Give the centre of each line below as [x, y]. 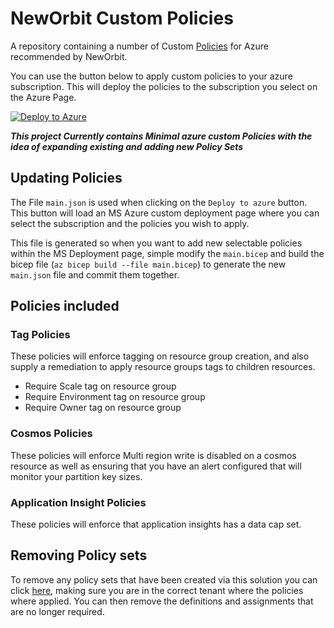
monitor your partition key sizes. [76, 476]
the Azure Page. [43, 97]
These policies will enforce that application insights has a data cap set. [156, 524]
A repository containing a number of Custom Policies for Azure [139, 46]
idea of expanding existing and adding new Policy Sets [127, 146]
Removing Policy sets [79, 555]
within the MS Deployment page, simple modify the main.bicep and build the [167, 253]
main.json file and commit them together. [95, 274]
